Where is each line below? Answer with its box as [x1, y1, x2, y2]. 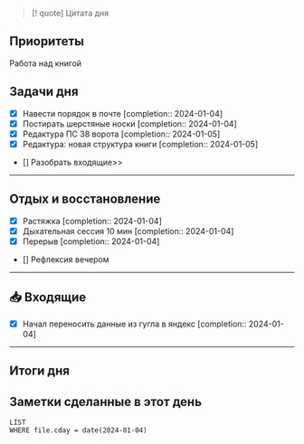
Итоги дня [9, 364, 71, 379]
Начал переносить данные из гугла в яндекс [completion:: [22, 318, 247, 329]
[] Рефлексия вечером [22, 253, 109, 265]
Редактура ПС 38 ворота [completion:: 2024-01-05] [22, 128, 221, 139]
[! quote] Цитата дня [31, 8, 109, 18]
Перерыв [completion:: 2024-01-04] [22, 235, 160, 247]
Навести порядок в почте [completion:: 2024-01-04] [22, 108, 223, 118]
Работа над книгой [9, 58, 82, 69]
